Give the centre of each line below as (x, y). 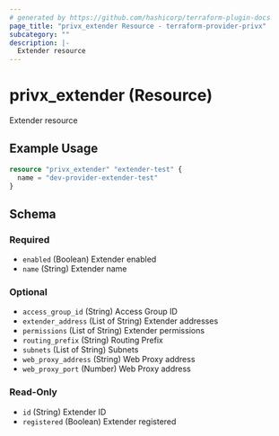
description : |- (39, 43)
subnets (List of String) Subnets (80, 350)
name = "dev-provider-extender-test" (88, 178)
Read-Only (34, 392)
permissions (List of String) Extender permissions (113, 331)
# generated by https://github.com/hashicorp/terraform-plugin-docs (140, 18)
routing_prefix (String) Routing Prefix (92, 340)
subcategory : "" (39, 34)
